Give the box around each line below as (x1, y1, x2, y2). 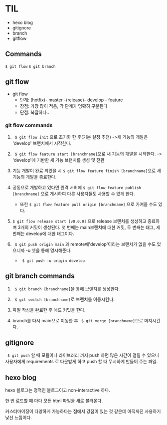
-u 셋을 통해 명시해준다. (25, 247, 72, 253)
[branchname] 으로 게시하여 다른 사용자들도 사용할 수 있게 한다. (12, 191, 135, 197)
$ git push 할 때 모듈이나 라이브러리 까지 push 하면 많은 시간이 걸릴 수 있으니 (7, 352, 160, 358)
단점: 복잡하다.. (19, 109, 49, 115)
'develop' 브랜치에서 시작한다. (12, 140, 72, 146)
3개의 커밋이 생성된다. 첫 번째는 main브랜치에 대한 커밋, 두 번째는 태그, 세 (17, 224, 161, 230)
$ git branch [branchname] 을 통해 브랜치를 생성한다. (14, 285, 120, 292)
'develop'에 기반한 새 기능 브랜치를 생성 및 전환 (12, 157, 105, 163)
